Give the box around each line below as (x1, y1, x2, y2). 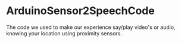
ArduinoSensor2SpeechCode (6, 4, 155, 18)
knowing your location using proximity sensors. (6, 29, 122, 37)
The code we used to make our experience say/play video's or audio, (6, 24, 176, 31)
